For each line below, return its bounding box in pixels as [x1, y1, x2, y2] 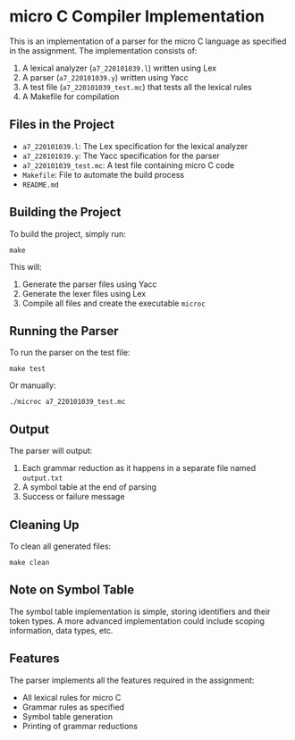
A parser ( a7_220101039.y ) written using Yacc [21, 71, 190, 82]
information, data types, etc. [9, 625, 114, 635]
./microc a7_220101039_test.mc [9, 398, 126, 407]
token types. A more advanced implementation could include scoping [9, 615, 265, 626]
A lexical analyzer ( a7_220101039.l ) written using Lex [21, 63, 217, 73]
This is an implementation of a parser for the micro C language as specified [9, 36, 287, 46]
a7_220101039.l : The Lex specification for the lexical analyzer [21, 140, 249, 151]
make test [9, 365, 46, 374]
